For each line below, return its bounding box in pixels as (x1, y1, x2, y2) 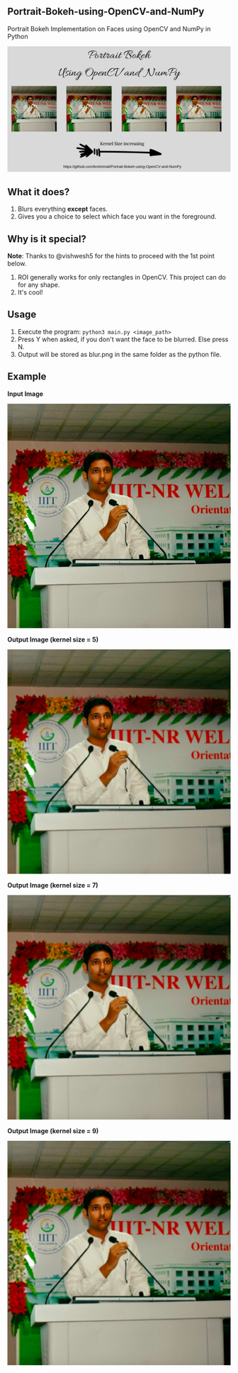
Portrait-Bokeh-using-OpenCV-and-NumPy (7, 6, 205, 18)
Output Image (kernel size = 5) (7, 635, 99, 644)
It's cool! (17, 287, 44, 297)
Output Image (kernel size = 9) (7, 1127, 99, 1135)
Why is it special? (7, 233, 87, 245)
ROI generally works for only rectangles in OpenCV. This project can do (17, 272, 227, 281)
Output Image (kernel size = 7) (7, 881, 98, 889)
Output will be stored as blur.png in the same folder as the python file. (17, 350, 222, 358)
